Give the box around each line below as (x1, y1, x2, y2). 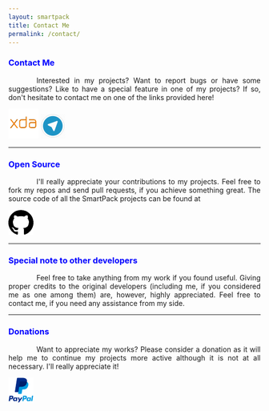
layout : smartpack (8, 13, 70, 21)
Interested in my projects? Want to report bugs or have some (36, 75, 261, 85)
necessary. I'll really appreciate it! (8, 361, 119, 371)
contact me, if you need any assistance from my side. (8, 299, 186, 308)
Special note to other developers (8, 255, 138, 266)
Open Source (8, 159, 61, 170)
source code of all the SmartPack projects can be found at (8, 193, 201, 203)
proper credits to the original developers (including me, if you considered (8, 281, 261, 292)
